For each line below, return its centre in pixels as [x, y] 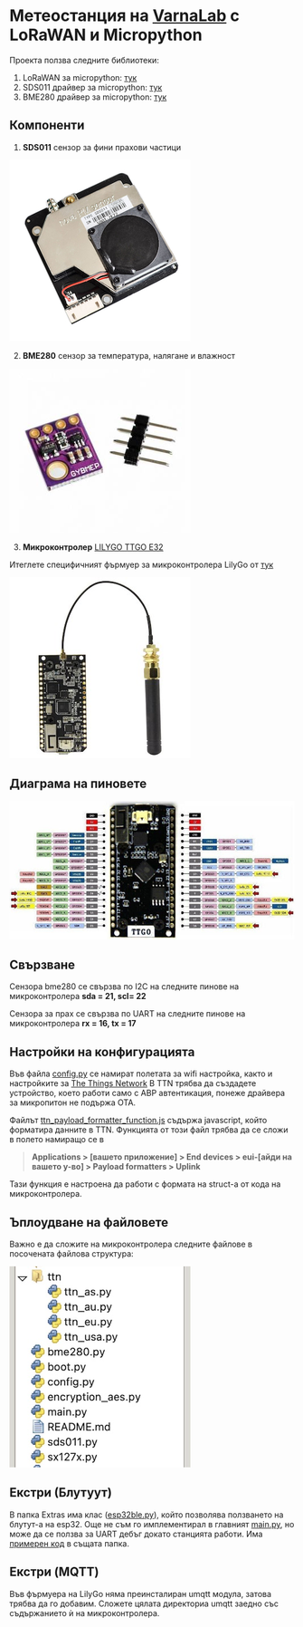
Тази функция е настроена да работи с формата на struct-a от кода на [145, 1184]
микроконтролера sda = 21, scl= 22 [78, 996]
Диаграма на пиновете [78, 784]
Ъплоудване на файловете [89, 1223]
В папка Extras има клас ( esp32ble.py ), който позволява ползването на [147, 1515]
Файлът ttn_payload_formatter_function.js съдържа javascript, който [138, 1121]
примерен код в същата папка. [69, 1543]
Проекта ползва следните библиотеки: [85, 60]
